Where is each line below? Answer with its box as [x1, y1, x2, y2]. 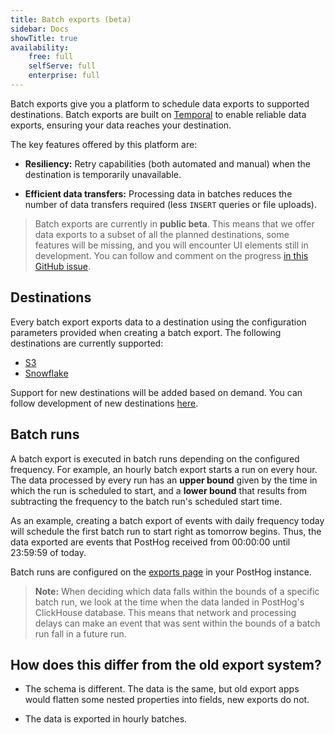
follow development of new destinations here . [10, 397, 199, 409]
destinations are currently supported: [10, 337, 164, 349]
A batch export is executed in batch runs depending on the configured [10, 452, 300, 465]
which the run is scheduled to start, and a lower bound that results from [10, 484, 307, 496]
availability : [10, 42, 70, 53]
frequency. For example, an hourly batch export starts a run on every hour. [10, 463, 318, 475]
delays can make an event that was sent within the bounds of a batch [34, 617, 321, 629]
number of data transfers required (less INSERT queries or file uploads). [24, 198, 317, 210]
